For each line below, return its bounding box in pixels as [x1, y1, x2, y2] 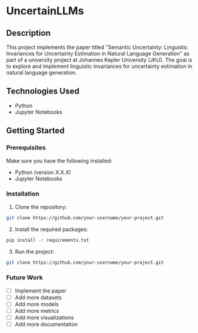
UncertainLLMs [6, 4, 85, 18]
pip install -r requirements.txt [6, 237, 89, 243]
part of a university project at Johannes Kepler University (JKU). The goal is [6, 57, 193, 63]
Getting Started [6, 126, 65, 136]
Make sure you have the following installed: [6, 157, 113, 164]
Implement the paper [14, 287, 67, 294]
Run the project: [14, 248, 55, 255]
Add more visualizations [14, 314, 75, 321]
